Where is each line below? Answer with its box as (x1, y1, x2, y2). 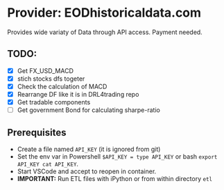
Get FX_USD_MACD (17, 66, 74, 74)
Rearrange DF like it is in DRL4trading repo (17, 90, 139, 98)
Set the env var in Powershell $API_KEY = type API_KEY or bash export (17, 152, 218, 161)
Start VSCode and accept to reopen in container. (17, 167, 157, 175)
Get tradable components (17, 98, 91, 106)
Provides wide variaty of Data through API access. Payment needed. (7, 28, 203, 36)
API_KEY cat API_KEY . (17, 159, 78, 168)
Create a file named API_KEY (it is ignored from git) (17, 145, 161, 153)
